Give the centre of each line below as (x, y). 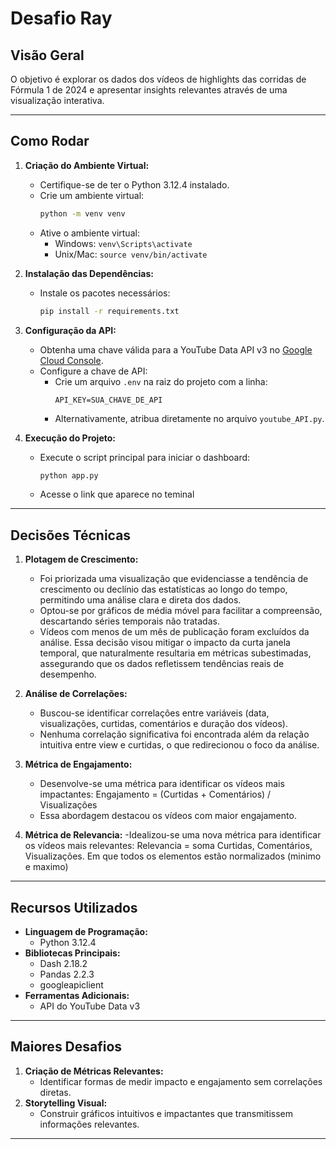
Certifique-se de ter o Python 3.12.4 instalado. (134, 184)
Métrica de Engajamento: (78, 764)
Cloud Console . (71, 360)
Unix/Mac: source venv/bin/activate (131, 254)
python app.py (69, 475)
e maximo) (46, 867)
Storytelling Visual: (66, 1103)
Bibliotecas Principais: (72, 953)
